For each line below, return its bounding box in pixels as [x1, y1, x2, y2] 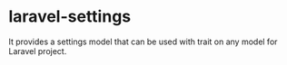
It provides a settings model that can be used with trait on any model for [8, 36, 278, 47]
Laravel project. [8, 45, 67, 56]
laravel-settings [8, 6, 132, 27]
